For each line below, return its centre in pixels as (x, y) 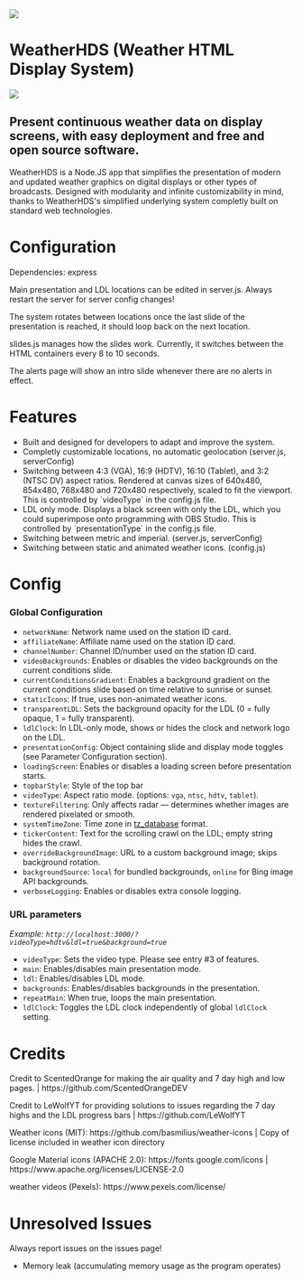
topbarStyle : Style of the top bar (83, 786)
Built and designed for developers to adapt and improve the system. (148, 442)
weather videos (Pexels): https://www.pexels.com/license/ (118, 1187)
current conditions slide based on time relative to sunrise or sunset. (147, 689)
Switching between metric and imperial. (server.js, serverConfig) (142, 537)
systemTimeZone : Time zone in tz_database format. (115, 824)
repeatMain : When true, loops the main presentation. (119, 998)
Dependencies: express (53, 272)
